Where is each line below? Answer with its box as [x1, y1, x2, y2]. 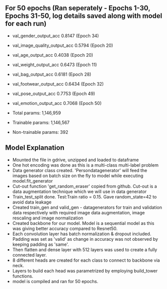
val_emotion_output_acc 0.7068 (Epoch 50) [12, 100, 102, 106]
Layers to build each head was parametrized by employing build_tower [12, 268, 158, 274]
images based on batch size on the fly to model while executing [12, 173, 144, 179]
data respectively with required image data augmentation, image [12, 209, 145, 215]
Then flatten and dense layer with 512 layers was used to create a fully [12, 246, 158, 253]
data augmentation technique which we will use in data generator [12, 189, 147, 194]
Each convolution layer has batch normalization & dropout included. [12, 231, 152, 237]
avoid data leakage [12, 199, 52, 205]
